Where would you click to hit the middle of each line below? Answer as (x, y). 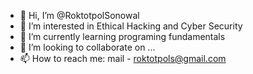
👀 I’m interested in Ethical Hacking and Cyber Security (131, 26)
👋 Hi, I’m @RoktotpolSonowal (79, 15)
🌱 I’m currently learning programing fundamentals (122, 36)
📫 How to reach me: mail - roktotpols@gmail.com (123, 58)
